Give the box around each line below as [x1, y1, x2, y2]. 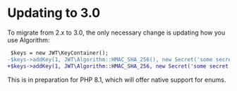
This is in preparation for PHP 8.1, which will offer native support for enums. [7, 75, 226, 84]
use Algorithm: [7, 35, 50, 44]
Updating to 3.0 [7, 5, 101, 21]
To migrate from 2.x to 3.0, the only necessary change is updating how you [7, 28, 226, 37]
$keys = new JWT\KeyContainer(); [10, 49, 109, 56]
